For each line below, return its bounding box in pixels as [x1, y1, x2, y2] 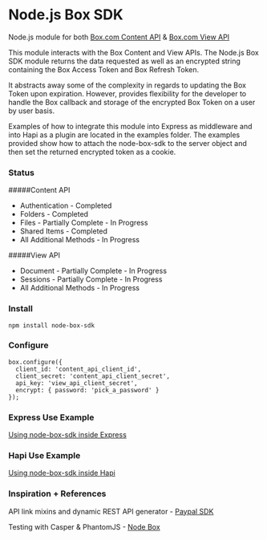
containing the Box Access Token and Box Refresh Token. [8, 64, 200, 74]
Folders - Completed [19, 209, 89, 219]
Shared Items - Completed [19, 226, 108, 236]
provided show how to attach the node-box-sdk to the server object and [8, 138, 247, 148]
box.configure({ [8, 358, 63, 366]
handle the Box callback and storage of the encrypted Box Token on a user [8, 97, 256, 107]
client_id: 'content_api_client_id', [15, 365, 142, 373]
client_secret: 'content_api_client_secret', [15, 372, 171, 380]
